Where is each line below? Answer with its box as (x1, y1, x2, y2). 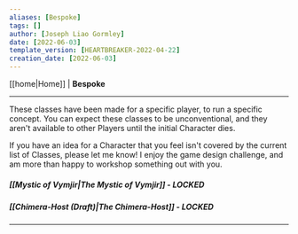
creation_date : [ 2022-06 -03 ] (9, 54, 117, 63)
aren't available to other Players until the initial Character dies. (9, 123, 236, 133)
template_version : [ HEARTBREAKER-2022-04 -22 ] (9, 46, 180, 55)
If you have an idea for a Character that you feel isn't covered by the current (9, 140, 287, 151)
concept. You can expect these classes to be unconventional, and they (9, 113, 268, 124)
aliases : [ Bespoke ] (9, 12, 82, 22)
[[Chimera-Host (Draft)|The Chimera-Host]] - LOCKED (9, 201, 215, 212)
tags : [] (9, 21, 42, 30)
